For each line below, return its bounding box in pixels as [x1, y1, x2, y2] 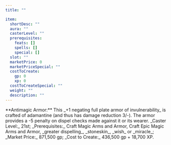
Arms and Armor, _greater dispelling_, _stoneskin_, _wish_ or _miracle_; [5, 128, 154, 134]
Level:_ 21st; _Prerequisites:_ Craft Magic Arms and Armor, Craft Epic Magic [5, 123, 164, 129]
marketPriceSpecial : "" [10, 64, 60, 69]
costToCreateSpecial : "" [10, 83, 63, 88]
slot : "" [10, 55, 29, 60]
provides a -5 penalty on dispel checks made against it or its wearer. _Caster [5, 117, 166, 124]
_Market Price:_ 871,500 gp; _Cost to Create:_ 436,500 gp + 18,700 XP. [5, 134, 154, 140]
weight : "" [10, 88, 33, 93]
